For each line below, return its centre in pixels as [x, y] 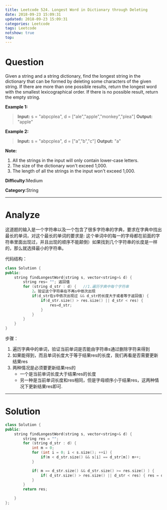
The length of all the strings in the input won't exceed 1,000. [74, 171]
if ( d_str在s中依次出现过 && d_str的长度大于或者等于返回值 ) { [90, 296]
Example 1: [17, 107]
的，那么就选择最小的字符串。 [36, 248]
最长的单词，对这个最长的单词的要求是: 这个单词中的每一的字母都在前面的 [80, 236]
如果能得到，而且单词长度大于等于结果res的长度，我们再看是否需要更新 [85, 355]
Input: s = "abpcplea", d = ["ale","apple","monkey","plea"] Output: [85, 116]
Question [24, 62]
